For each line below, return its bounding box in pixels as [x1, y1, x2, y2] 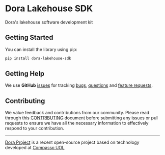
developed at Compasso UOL [5, 145, 65, 151]
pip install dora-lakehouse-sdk [5, 56, 71, 61]
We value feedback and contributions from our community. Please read [5, 110, 150, 116]
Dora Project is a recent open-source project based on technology [5, 139, 139, 145]
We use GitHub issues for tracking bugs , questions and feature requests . [5, 82, 153, 88]
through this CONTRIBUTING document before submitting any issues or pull [5, 115, 159, 121]
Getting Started [5, 33, 54, 42]
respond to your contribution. [5, 126, 65, 131]
